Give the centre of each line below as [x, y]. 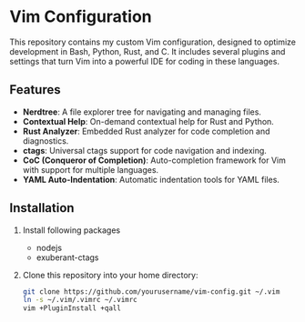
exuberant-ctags [67, 257]
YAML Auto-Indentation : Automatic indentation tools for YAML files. [151, 179]
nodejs [49, 247]
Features [35, 90]
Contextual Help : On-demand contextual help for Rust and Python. [148, 121]
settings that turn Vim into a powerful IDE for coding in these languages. [145, 61]
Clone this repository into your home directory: [110, 275]
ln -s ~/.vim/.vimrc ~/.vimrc [80, 300]
